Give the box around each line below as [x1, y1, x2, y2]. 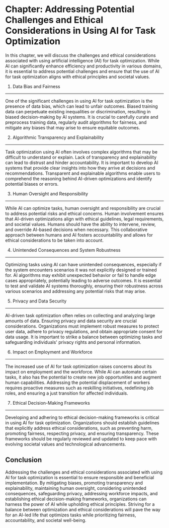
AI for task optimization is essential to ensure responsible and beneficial [5, 474, 154, 480]
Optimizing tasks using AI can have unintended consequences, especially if [5, 261, 162, 267]
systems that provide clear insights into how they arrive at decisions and [5, 165, 155, 171]
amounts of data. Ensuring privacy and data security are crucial [5, 318, 137, 324]
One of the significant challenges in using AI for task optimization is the [5, 98, 153, 104]
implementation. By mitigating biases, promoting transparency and [5, 480, 143, 486]
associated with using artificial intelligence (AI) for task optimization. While [5, 57, 160, 63]
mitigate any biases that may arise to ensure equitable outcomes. [5, 124, 140, 130]
